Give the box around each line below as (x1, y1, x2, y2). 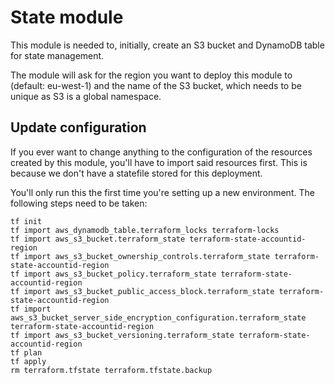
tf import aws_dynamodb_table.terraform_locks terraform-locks (10, 225, 280, 235)
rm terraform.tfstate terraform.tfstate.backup (10, 365, 213, 375)
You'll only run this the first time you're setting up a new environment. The (10, 186, 315, 198)
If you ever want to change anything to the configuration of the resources (10, 146, 313, 158)
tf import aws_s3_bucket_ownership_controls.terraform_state (10, 251, 271, 261)
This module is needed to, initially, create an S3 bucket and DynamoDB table (10, 39, 325, 51)
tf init (10, 216, 43, 226)
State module (10, 6, 124, 29)
